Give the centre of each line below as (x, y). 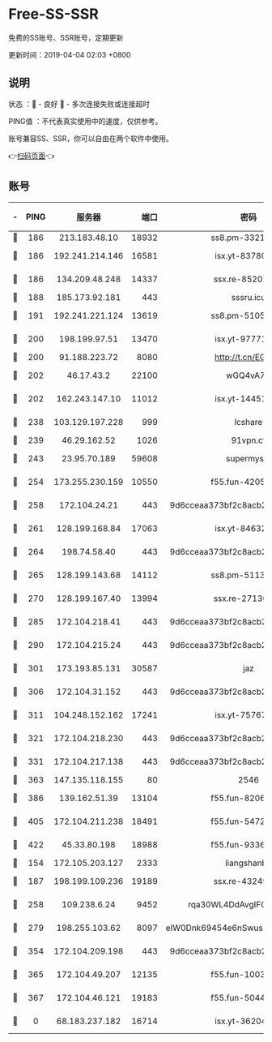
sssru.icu (249, 297)
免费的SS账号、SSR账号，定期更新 (66, 37)
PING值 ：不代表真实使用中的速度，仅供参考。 (85, 121)
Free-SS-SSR (53, 14)
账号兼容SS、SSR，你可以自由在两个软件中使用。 (91, 138)
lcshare (249, 422)
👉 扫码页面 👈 (32, 156)
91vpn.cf (249, 440)
